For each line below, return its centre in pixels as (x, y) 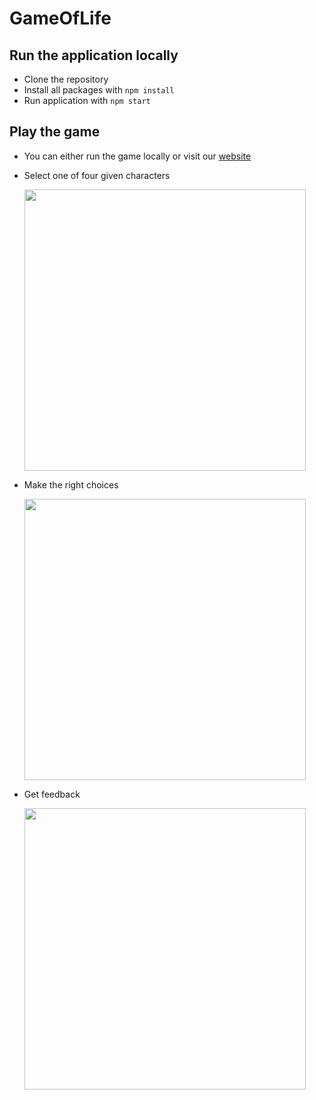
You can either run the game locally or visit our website (137, 156)
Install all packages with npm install (99, 90)
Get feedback (52, 794)
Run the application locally (94, 55)
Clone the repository (66, 79)
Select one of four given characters (97, 175)
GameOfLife (60, 18)
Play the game (55, 132)
